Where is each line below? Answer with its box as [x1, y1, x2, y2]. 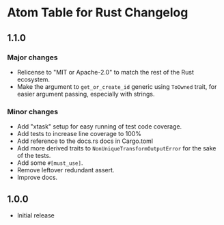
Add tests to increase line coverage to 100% [16, 130, 142, 138]
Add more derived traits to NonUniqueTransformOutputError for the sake [16, 144, 216, 153]
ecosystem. [16, 75, 50, 83]
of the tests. [16, 152, 51, 160]
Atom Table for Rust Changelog [7, 5, 188, 21]
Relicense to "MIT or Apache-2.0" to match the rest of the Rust [16, 68, 195, 76]
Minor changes [7, 107, 59, 116]
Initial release [16, 211, 55, 220]
